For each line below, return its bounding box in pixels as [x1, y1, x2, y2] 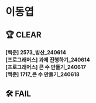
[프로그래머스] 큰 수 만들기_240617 [5, 64, 86, 70]
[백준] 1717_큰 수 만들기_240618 [5, 71, 80, 78]
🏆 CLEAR [5, 30, 42, 40]
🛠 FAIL [5, 89, 32, 99]
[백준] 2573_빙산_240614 [5, 49, 67, 56]
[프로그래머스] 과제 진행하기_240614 [5, 56, 90, 63]
